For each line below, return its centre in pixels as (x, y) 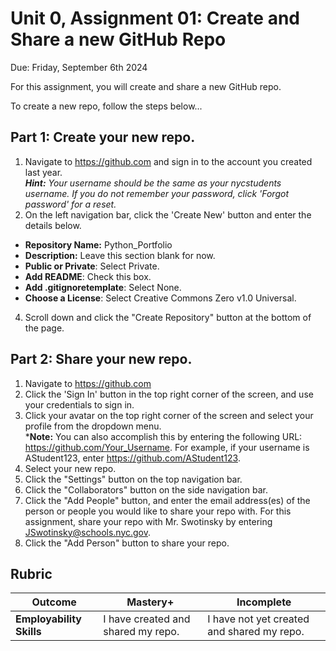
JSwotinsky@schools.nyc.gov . (88, 532)
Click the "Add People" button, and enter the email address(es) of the (167, 500)
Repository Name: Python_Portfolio (98, 244)
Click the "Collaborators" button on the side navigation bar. (146, 489)
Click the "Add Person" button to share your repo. (127, 543)
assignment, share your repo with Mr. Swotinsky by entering (148, 521)
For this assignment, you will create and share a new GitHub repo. (146, 86)
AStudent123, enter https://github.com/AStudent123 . (132, 458)
